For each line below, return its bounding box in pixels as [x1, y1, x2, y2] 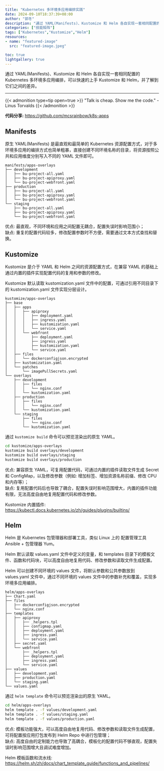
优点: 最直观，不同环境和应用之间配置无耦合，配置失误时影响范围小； [5, 224, 144, 229]
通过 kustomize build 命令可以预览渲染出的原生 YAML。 [5, 434, 118, 439]
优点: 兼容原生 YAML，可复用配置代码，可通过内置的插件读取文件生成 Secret [5, 467, 159, 473]
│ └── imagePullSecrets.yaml [5, 369, 78, 374]
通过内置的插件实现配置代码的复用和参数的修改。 [5, 270, 103, 275]
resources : [5, 35, 27, 40]
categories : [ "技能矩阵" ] [5, 25, 55, 30]
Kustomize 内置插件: [5, 501, 46, 507]
